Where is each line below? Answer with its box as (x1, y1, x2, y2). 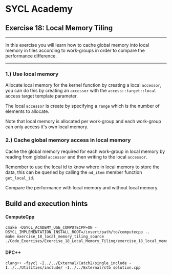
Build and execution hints (5, 199, 88, 208)
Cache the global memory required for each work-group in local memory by (5, 148, 165, 154)
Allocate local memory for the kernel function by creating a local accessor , (5, 82, 162, 88)
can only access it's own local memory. (5, 124, 89, 130)
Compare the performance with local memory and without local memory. (5, 184, 159, 190)
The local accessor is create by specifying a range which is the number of (5, 103, 160, 109)
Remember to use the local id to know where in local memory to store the (5, 164, 160, 170)
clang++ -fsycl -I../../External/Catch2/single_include (5, 261, 127, 266)
